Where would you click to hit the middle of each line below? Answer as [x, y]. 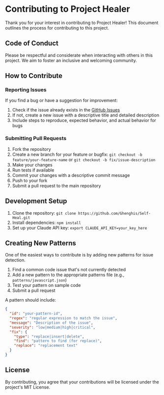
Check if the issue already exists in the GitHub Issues [66, 110]
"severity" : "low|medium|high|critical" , [53, 327]
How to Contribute [34, 76]
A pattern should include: [31, 300]
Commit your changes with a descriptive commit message [71, 175]
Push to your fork [30, 180]
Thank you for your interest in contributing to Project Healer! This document [82, 23]
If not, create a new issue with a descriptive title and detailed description [86, 115]
